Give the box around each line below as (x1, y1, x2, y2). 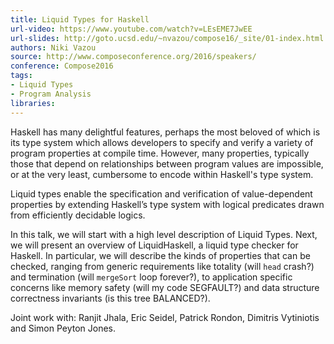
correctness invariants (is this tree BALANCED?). (10, 292, 211, 304)
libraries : (10, 98, 56, 108)
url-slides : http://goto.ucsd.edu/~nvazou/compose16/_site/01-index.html (10, 33, 325, 43)
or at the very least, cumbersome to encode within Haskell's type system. (10, 168, 314, 180)
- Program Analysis (10, 89, 92, 99)
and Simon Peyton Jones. (10, 322, 116, 334)
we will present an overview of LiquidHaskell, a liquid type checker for (10, 239, 299, 251)
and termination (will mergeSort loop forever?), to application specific (10, 271, 293, 283)
